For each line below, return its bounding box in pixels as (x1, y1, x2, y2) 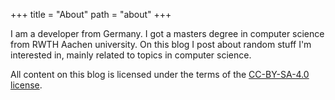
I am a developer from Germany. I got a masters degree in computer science (10, 28, 325, 39)
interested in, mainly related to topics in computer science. (10, 49, 252, 61)
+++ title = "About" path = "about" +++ (10, 9, 172, 20)
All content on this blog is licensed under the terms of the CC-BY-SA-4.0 (10, 69, 310, 80)
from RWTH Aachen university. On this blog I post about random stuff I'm (10, 39, 312, 50)
